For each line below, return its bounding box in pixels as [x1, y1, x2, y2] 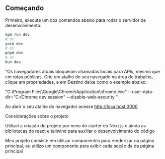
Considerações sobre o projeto [5, 113, 69, 119]
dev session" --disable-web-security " [39, 94, 118, 100]
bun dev [5, 59, 21, 65]
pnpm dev [5, 51, 23, 55]
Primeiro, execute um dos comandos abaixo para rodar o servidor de [5, 17, 146, 23]
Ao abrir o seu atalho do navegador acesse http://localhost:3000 [5, 104, 138, 109]
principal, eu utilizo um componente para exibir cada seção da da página [5, 143, 154, 149]
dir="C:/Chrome [5, 94, 38, 100]
